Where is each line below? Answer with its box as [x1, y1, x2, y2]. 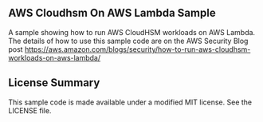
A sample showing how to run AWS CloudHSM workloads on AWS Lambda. [8, 27, 256, 37]
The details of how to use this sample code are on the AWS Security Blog [8, 36, 249, 45]
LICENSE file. [8, 105, 52, 115]
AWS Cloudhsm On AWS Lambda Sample [8, 6, 217, 20]
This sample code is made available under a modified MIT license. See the [8, 97, 253, 107]
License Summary [8, 76, 100, 90]
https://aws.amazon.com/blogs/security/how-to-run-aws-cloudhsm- [24, 44, 251, 54]
